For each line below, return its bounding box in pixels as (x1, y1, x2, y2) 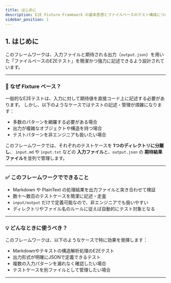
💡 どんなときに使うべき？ (5, 224, 68, 232)
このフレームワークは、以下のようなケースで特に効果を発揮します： (5, 237, 148, 243)
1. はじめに (5, 37, 39, 46)
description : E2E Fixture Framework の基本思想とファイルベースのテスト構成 (5, 12, 157, 17)
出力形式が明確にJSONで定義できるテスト (12, 254, 101, 260)
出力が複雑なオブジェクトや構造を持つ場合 (12, 125, 102, 131)
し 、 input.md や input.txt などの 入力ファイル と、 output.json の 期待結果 (5, 149, 163, 155)
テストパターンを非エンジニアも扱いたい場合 (12, 132, 107, 138)
